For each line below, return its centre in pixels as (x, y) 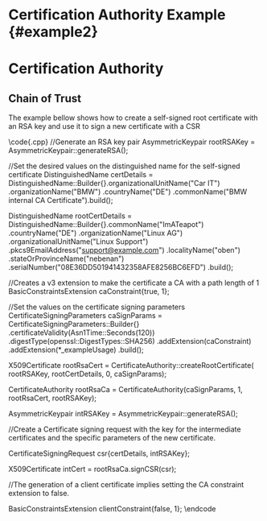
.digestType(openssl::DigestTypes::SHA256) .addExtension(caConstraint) (130, 341)
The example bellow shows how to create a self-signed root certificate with (133, 118)
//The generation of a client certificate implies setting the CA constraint (126, 485)
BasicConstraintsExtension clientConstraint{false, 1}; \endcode (112, 509)
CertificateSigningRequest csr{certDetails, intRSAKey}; (99, 453)
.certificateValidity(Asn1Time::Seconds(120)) (82, 333)
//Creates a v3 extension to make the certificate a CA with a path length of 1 (134, 283)
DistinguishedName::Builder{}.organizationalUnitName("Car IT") (114, 184)
